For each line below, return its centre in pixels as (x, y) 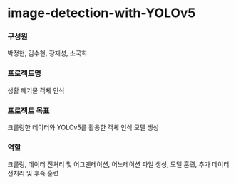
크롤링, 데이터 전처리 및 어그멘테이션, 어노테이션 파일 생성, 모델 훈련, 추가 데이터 (118, 164)
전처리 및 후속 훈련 (33, 173)
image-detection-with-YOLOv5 (102, 13)
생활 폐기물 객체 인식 (36, 90)
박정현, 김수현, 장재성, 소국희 (47, 53)
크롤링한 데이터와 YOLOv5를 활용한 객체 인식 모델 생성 (83, 128)
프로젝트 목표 (29, 110)
